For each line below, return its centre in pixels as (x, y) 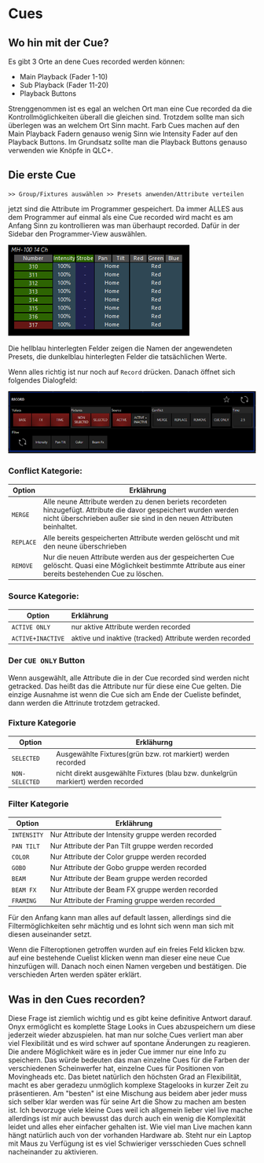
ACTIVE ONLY (31, 628)
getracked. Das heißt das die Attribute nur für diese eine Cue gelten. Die (125, 686)
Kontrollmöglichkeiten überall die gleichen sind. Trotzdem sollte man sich (126, 117)
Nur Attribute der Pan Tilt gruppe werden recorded (132, 846)
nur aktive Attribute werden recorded (131, 627)
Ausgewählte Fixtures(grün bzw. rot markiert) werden (143, 754)
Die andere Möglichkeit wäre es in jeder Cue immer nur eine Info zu (117, 1052)
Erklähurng (154, 743)
